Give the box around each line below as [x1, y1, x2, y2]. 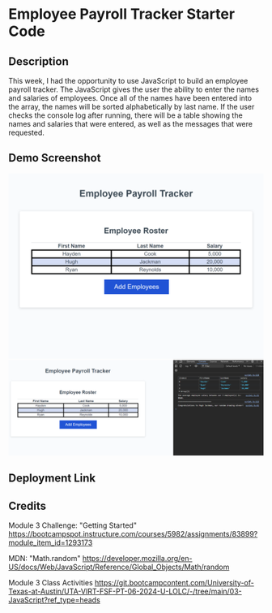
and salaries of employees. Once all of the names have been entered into [8, 93, 253, 102]
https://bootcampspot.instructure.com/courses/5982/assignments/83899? [8, 529, 258, 539]
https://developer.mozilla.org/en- [82, 554, 193, 563]
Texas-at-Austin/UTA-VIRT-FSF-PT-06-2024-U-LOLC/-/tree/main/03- [8, 586, 243, 597]
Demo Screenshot [8, 151, 101, 165]
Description [8, 54, 69, 68]
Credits [8, 499, 47, 512]
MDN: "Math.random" [8, 554, 81, 563]
